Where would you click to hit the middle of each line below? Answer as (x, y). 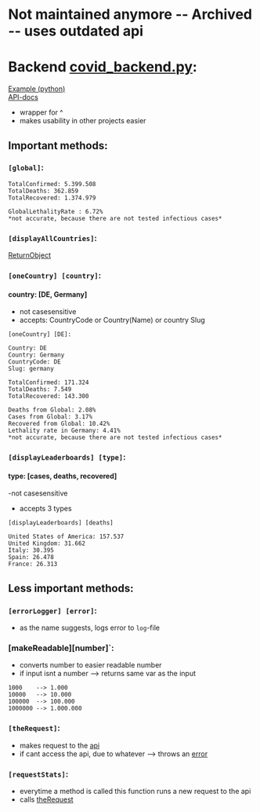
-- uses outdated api (76, 31)
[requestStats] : (38, 774)
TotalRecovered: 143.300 (49, 397)
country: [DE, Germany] (48, 294)
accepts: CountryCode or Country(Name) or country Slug (112, 320)
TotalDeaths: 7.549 (40, 390)
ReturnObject (29, 255)
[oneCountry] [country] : (55, 276)
